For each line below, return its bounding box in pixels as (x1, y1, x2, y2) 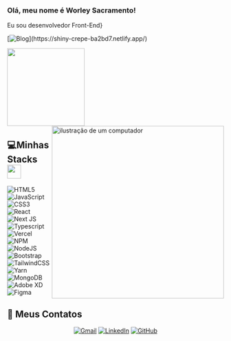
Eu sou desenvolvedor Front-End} (7, 21, 103, 30)
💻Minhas (7, 139, 49, 150)
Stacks (7, 153, 38, 165)
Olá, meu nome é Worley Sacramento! (7, 6, 136, 15)
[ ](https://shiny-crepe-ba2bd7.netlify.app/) (7, 35, 148, 43)
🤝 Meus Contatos (7, 308, 82, 320)
